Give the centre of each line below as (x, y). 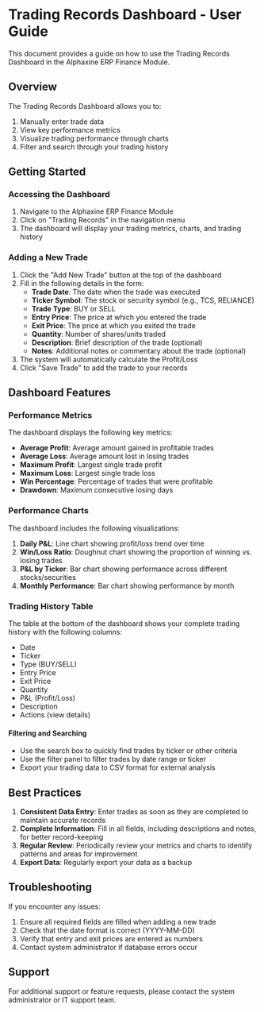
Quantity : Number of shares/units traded (99, 334)
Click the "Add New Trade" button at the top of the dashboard (121, 275)
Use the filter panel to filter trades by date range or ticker (113, 759)
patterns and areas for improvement (78, 854)
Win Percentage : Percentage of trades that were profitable (116, 481)
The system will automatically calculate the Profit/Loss (109, 359)
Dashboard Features (59, 393)
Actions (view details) (55, 715)
